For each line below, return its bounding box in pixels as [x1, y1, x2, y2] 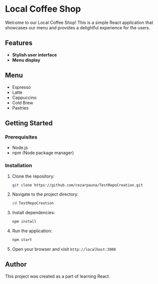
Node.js [12, 145, 28, 151]
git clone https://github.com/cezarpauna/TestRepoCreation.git [12, 183, 143, 187]
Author [5, 260, 27, 269]
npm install [12, 219, 36, 224]
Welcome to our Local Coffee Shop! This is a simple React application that [5, 20, 153, 25]
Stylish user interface [12, 52, 57, 58]
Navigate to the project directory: [12, 191, 79, 197]
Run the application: [12, 228, 53, 234]
